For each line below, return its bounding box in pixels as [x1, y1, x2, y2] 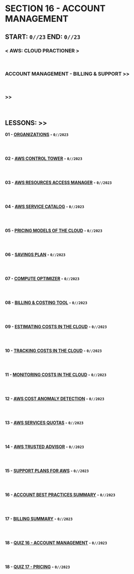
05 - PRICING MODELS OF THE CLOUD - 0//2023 [5, 228, 103, 233]
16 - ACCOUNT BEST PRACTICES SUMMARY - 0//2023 [5, 492, 116, 498]
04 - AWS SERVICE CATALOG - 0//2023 [5, 204, 85, 210]
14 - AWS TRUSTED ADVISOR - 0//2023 [5, 444, 85, 450]
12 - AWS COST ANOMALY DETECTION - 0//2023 [5, 396, 104, 402]
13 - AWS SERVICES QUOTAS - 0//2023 [5, 420, 84, 426]
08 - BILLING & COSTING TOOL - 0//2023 [5, 300, 88, 305]
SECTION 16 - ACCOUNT [5, 3, 106, 14]
